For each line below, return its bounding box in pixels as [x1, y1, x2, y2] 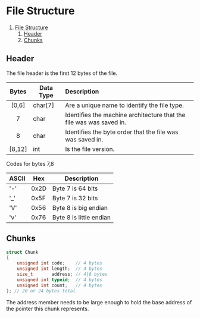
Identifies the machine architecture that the [65, 111, 186, 119]
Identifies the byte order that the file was [65, 128, 179, 136]
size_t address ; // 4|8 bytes [17, 272, 108, 278]
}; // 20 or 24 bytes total [6, 288, 76, 294]
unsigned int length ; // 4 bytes [17, 266, 102, 272]
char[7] [32, 101, 55, 109]
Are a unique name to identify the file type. [65, 101, 185, 109]
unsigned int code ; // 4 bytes [17, 260, 102, 266]
